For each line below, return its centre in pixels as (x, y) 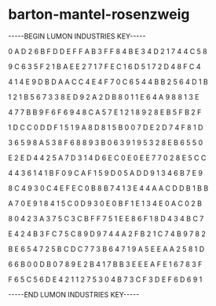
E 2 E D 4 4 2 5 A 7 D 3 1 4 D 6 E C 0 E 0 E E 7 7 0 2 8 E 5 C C (107, 158)
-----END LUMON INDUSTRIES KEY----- (74, 294)
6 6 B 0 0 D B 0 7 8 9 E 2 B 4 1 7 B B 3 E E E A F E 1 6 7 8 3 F (105, 264)
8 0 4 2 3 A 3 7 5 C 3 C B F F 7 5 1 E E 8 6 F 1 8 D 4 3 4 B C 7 (106, 218)
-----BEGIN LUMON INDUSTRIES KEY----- (77, 36)
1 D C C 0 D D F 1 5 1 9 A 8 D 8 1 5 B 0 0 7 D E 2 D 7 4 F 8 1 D (106, 127)
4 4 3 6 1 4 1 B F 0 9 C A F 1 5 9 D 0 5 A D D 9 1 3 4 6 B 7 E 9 (105, 173)
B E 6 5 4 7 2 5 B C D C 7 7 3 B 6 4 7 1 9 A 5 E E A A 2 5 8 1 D (106, 249)
